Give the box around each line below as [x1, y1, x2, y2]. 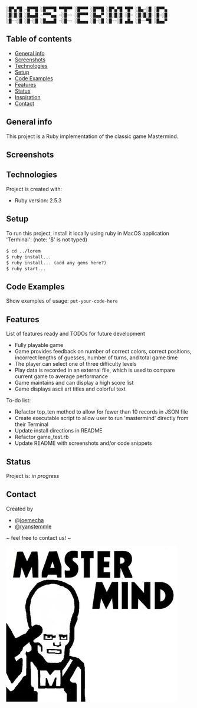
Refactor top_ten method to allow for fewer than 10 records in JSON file [14, 408, 188, 415]
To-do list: [6, 397, 31, 404]
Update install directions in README [14, 427, 103, 434]
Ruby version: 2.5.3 [14, 196, 62, 204]
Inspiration [14, 93, 41, 100]
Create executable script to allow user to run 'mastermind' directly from [14, 415, 189, 422]
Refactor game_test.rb [14, 434, 69, 441]
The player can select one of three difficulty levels [14, 360, 137, 368]
